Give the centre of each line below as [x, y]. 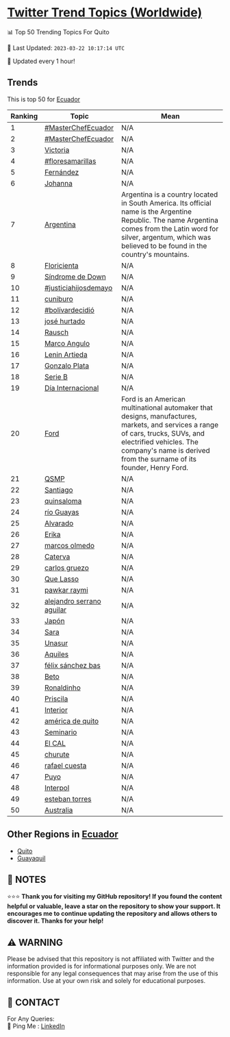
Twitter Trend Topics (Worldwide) [105, 13]
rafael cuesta [65, 765]
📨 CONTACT [34, 1002]
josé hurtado [65, 321]
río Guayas [62, 512]
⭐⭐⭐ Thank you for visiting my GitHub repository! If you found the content [115, 897]
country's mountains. [155, 254]
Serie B [56, 377]
